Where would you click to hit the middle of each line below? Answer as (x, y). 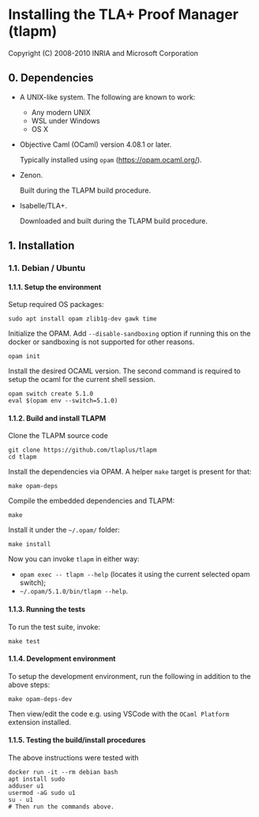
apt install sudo (37, 779)
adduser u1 (26, 786)
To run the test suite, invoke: (54, 627)
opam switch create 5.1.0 (51, 394)
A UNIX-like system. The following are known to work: (107, 97)
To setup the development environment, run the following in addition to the (129, 676)
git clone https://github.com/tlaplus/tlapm (83, 450)
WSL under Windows (66, 121)
